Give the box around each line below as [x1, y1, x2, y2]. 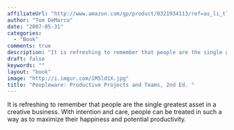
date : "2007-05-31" [7, 23, 64, 30]
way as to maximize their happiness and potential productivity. [7, 115, 187, 124]
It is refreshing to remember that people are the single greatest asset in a [7, 100, 217, 108]
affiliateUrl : [7, 10, 49, 17]
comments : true [7, 42, 52, 49]
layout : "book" [7, 68, 52, 75]
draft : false [7, 56, 45, 63]
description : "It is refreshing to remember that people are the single [7, 49, 223, 56]
